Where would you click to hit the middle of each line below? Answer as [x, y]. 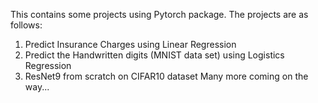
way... [37, 87]
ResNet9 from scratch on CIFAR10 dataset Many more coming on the [166, 76]
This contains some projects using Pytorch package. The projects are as [159, 14]
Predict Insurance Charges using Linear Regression [130, 44]
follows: [26, 25]
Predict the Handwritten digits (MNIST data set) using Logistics [154, 55]
